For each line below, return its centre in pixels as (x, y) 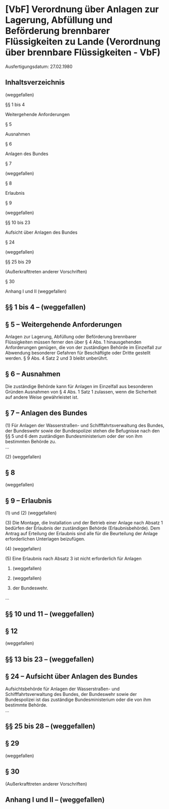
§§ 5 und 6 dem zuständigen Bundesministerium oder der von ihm (74, 436)
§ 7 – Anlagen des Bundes (46, 413)
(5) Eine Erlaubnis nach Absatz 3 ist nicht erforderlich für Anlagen (73, 558)
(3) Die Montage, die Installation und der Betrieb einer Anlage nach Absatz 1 (84, 523)
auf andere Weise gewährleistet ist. (42, 397)
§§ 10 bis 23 (18, 222)
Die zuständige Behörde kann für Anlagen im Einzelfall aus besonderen (79, 386)
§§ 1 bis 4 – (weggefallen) (46, 307)
